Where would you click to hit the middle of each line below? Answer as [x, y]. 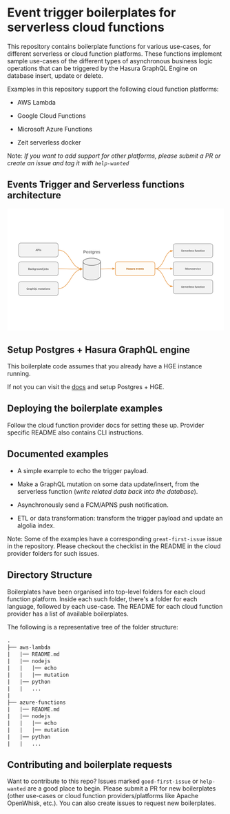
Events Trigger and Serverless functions [96, 185]
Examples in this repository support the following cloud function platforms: [113, 89]
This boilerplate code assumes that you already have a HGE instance [105, 366]
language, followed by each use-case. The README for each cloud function [115, 606]
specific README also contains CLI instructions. [75, 432]
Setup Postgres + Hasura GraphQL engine [99, 349]
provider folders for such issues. [53, 553]
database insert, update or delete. [55, 75]
